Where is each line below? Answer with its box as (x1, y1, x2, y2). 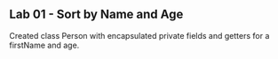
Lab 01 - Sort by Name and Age (9, 7, 184, 22)
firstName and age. (9, 40, 80, 50)
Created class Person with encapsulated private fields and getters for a (9, 30, 270, 41)
